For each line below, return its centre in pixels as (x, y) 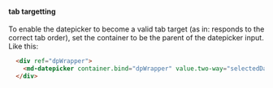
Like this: (24, 46)
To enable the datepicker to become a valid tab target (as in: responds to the (136, 29)
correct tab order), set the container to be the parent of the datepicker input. (136, 38)
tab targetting (32, 11)
